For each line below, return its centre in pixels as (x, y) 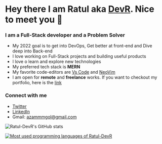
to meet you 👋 (34, 20)
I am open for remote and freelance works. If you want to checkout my (85, 77)
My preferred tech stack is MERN (46, 67)
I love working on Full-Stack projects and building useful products (79, 56)
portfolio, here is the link (37, 83)
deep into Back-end (32, 51)
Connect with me (26, 96)
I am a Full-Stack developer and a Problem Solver (65, 35)
